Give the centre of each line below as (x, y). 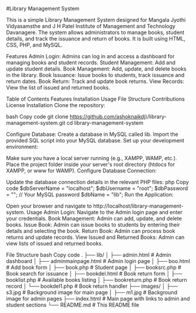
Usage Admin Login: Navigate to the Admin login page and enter (104, 212)
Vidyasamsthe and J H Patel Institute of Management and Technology (91, 26)
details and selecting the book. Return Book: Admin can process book (91, 231)
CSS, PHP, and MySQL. (34, 45)
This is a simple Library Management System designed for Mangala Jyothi (96, 20)
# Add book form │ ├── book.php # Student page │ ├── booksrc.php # (94, 267)
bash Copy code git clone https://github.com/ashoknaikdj (76, 116)
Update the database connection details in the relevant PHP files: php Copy (98, 182)
